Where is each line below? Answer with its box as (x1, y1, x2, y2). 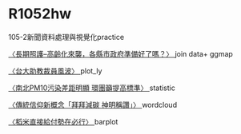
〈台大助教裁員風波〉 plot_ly (8, 65, 102, 76)
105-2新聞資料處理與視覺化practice (8, 32, 125, 41)
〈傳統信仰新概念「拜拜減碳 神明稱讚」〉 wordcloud (8, 100, 178, 109)
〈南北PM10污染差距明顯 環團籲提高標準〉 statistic (8, 83, 176, 93)
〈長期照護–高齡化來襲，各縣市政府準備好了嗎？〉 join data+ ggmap (8, 49, 234, 58)
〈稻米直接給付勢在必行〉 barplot (8, 116, 118, 126)
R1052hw (8, 5, 72, 23)
